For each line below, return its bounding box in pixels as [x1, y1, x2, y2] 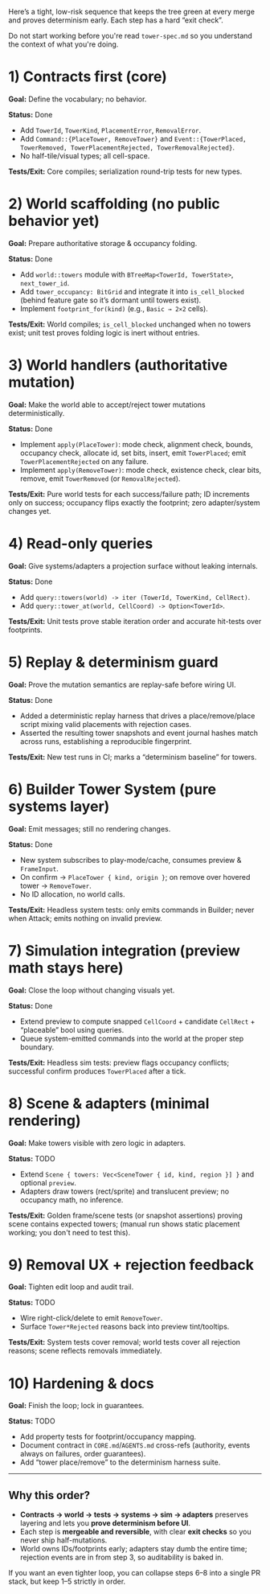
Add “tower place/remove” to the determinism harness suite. [19, 1457, 221, 1467]
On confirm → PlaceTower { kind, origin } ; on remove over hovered [19, 872, 251, 881]
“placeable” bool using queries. [19, 1025, 125, 1034]
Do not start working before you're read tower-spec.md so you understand [8, 31, 253, 40]
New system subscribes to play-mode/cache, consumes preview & [19, 855, 242, 865]
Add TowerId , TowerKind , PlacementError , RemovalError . [19, 125, 202, 135]
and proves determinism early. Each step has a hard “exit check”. [8, 15, 223, 25]
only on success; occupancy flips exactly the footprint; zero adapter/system [8, 498, 260, 507]
